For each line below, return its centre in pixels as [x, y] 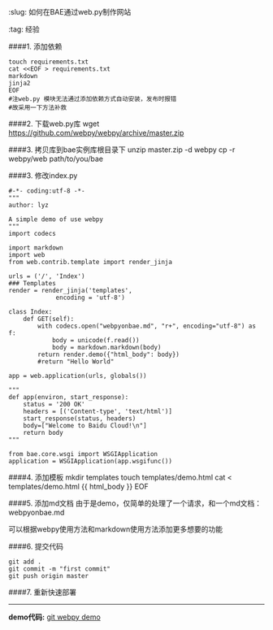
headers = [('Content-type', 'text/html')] [98, 411]
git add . [25, 562]
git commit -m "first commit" [60, 569]
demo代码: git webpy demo [55, 617]
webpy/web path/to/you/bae [56, 159]
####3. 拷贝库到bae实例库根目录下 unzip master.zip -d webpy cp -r [122, 150]
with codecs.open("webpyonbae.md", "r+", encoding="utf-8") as [147, 326]
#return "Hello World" [76, 362]
